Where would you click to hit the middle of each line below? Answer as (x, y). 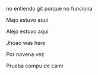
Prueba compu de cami (35, 66)
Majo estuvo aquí (27, 20)
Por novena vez (25, 54)
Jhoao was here (26, 43)
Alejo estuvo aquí (27, 31)
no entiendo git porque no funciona (50, 9)
